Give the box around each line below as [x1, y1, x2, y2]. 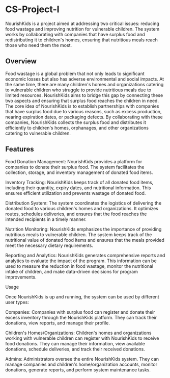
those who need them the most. [5, 42, 72, 48]
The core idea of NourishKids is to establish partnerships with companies [5, 103, 159, 109]
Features [5, 145, 34, 154]
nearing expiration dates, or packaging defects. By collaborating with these [5, 114, 163, 120]
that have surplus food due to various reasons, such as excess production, [5, 108, 162, 114]
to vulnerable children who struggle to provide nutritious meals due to [5, 87, 152, 93]
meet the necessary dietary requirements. [5, 242, 93, 248]
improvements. [5, 274, 37, 280]
